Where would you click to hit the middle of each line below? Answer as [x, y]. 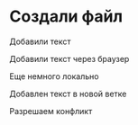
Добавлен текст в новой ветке [68, 94]
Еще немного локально [54, 76]
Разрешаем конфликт [51, 111]
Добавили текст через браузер [69, 58]
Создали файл [66, 17]
